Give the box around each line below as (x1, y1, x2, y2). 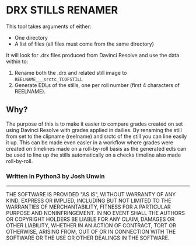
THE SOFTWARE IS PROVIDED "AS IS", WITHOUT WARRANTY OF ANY (6, 191, 176, 198)
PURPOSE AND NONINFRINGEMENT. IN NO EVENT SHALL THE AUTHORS (6, 210, 185, 217)
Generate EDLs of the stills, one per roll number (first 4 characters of (14, 81, 180, 88)
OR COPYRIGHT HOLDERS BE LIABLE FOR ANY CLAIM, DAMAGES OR (6, 216, 175, 223)
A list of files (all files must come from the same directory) (14, 40, 155, 47)
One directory (14, 34, 48, 41)
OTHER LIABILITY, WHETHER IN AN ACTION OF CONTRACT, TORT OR (6, 222, 176, 229)
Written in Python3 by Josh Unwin (6, 172, 105, 180)
